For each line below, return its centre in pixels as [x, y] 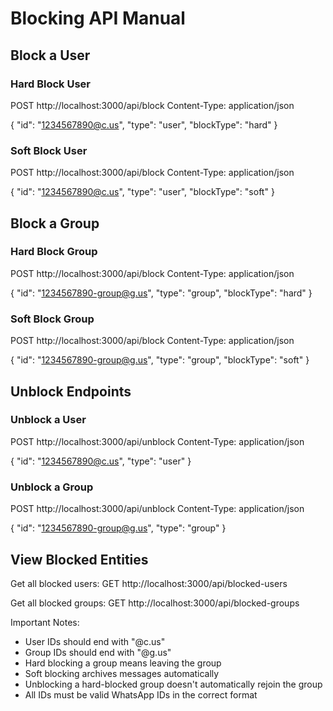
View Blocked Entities [79, 559]
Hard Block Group [54, 252]
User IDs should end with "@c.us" [95, 641]
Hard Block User [50, 84]
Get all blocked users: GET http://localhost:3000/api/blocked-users [149, 583]
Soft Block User [49, 150]
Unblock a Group [52, 487]
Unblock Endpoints [71, 391]
